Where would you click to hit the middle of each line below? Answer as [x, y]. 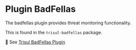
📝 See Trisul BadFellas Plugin [35, 42]
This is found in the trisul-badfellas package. [54, 32]
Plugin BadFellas [41, 9]
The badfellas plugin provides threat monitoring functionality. [68, 23]
